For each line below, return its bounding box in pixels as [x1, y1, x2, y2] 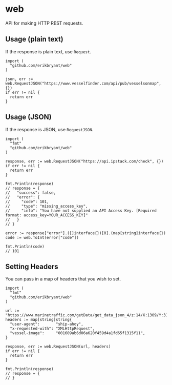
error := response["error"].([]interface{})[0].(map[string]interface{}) [5, 230, 166, 236]
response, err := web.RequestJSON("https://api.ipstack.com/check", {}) [5, 158, 164, 164]
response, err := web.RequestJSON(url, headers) [5, 344, 111, 349]
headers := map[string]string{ [5, 317, 72, 322]
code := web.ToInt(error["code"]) [5, 235, 79, 240]
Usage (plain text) [5, 35, 63, 44]
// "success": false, [5, 190, 56, 195]
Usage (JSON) [5, 113, 52, 121]
